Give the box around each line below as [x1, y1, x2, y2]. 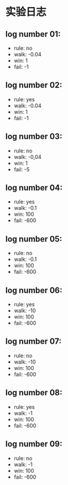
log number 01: [5, 29, 61, 39]
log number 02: [5, 80, 62, 90]
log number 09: [5, 439, 63, 449]
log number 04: [5, 183, 63, 193]
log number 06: [5, 285, 63, 295]
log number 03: [5, 131, 63, 141]
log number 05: [5, 234, 62, 244]
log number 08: [5, 388, 63, 398]
